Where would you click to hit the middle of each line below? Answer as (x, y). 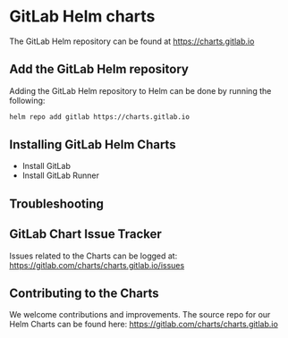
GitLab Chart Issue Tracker (86, 234)
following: (27, 100)
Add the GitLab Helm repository (99, 69)
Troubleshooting (57, 203)
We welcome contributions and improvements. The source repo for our (140, 315)
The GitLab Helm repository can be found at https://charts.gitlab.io (132, 41)
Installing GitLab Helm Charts (93, 145)
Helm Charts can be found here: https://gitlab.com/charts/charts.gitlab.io (144, 325)
